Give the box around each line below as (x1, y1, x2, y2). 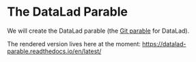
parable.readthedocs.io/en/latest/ (7, 47, 102, 55)
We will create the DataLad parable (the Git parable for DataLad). (7, 27, 190, 35)
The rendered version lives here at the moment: (7, 40, 141, 48)
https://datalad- (142, 40, 186, 48)
